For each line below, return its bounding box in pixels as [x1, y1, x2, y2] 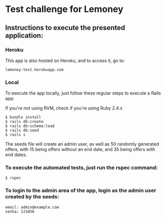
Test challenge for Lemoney [5, 3, 123, 15]
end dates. [5, 151, 27, 158]
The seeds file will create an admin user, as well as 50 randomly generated [5, 141, 159, 147]
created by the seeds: [5, 193, 59, 200]
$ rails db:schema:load [5, 123, 55, 128]
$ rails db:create [5, 119, 43, 124]
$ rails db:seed [5, 128, 39, 133]
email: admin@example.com [5, 204, 59, 209]
